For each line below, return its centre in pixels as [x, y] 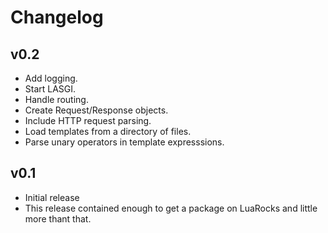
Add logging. [51, 78]
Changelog [57, 17]
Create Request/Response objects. [96, 110]
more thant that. [58, 218]
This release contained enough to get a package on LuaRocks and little [171, 208]
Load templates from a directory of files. [108, 131]
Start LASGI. [50, 89]
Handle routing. [56, 99]
